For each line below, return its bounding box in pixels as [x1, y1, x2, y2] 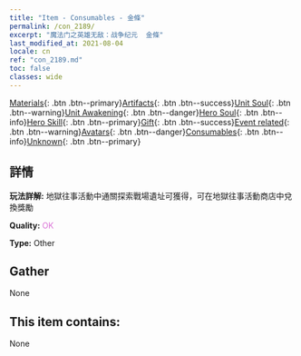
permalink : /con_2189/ [9, 22, 95, 31]
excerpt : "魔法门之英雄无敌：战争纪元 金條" [9, 30, 164, 39]
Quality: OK [9, 220, 54, 231]
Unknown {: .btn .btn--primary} [26, 135, 141, 146]
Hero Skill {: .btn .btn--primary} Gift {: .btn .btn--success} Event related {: [26, 116, 290, 127]
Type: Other [9, 237, 55, 248]
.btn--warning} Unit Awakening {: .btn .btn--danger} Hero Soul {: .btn [9, 106, 259, 118]
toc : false [9, 64, 51, 74]
